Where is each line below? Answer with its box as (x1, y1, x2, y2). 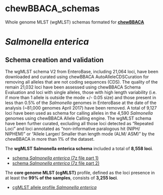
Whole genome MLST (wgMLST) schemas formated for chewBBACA (5, 19, 144, 25)
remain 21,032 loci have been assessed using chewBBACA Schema (5, 84, 141, 90)
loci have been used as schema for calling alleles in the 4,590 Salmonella (5, 110, 153, 116)
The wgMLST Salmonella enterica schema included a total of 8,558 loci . (5, 145, 153, 152)
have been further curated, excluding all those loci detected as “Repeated (5, 120, 154, 126)
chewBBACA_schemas (5, 3, 100, 14)
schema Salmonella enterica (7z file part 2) (12, 160, 100, 166)
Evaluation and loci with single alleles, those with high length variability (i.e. (5, 89, 157, 95)
